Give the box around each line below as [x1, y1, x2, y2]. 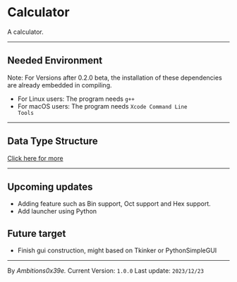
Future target [7, 227, 66, 240]
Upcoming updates [7, 180, 93, 192]
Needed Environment [7, 54, 103, 67]
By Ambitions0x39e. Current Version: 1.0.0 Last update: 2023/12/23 [7, 266, 205, 275]
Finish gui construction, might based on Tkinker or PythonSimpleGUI [17, 246, 217, 255]
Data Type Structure [7, 135, 99, 147]
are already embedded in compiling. [7, 80, 112, 89]
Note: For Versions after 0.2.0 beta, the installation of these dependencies [7, 73, 222, 82]
